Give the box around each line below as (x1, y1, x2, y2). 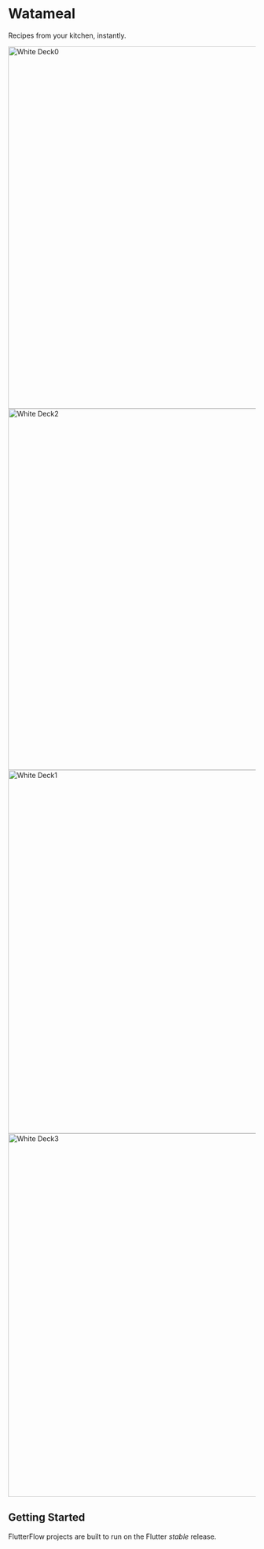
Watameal (8, 5, 76, 23)
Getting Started (8, 1510, 86, 1525)
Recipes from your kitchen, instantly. (8, 31, 127, 40)
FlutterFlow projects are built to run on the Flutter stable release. (8, 1532, 217, 1541)
